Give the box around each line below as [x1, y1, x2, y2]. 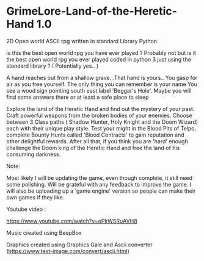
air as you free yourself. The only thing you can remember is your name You [6, 80, 197, 88]
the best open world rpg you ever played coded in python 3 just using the [6, 55, 191, 63]
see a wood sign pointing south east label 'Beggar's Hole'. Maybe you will [6, 87, 192, 94]
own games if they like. [6, 193, 65, 201]
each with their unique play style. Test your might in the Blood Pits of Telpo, [6, 124, 197, 132]
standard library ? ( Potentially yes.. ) [6, 62, 99, 70]
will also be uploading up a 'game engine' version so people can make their [6, 187, 196, 195]
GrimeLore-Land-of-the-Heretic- [6, 4, 177, 18]
